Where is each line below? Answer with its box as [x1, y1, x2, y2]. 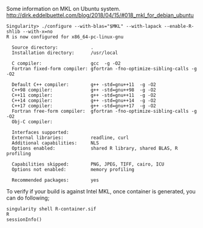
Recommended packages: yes [12, 177, 99, 183]
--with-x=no [22, 29, 53, 35]
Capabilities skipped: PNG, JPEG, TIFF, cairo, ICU [12, 161, 165, 167]
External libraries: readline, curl [12, 135, 129, 141]
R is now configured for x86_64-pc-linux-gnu [6, 34, 123, 40]
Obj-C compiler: [12, 119, 53, 125]
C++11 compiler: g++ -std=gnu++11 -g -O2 [12, 92, 156, 98]
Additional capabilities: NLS [12, 140, 99, 146]
